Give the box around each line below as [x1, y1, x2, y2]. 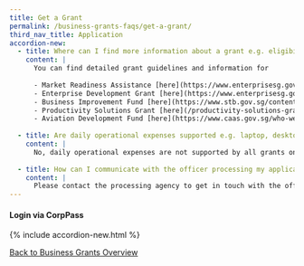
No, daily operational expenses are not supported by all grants [33, 147, 285, 157]
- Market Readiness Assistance [33, 81, 152, 90]
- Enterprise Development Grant [33, 89, 156, 98]
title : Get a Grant [9, 13, 83, 23]
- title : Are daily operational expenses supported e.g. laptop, [17, 131, 270, 140]
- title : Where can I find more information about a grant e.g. [17, 47, 265, 56]
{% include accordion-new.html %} [9, 230, 140, 241]
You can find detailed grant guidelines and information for [33, 64, 270, 73]
